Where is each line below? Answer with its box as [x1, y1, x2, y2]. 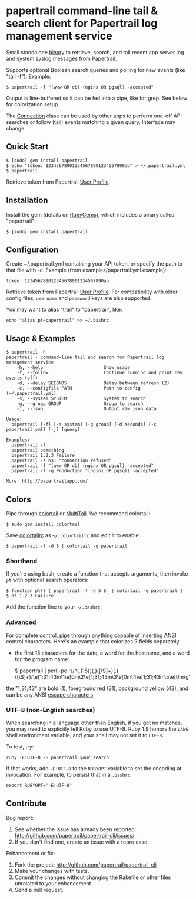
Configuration [6, 244, 59, 254]
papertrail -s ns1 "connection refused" [11, 457, 112, 464]
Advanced [6, 618, 36, 626]
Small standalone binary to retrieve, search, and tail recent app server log [6, 48, 184, 55]
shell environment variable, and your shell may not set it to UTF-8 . [6, 731, 164, 738]
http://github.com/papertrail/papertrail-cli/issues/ [14, 832, 135, 839]
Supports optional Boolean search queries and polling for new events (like [6, 66, 185, 73]
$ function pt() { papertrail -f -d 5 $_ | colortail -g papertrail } [6, 588, 183, 594]
